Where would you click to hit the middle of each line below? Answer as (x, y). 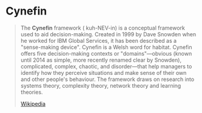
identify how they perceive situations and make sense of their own (103, 73)
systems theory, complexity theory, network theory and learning (101, 85)
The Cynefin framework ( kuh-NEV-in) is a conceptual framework (103, 28)
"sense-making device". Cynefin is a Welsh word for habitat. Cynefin (106, 47)
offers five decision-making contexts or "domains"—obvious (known (106, 53)
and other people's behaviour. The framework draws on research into (107, 79)
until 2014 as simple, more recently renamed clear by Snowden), (101, 60)
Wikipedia (33, 103)
